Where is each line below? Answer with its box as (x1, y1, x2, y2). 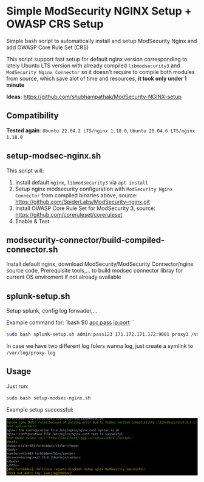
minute (6, 81, 25, 89)
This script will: (6, 167, 44, 174)
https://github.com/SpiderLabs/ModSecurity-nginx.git (15, 198, 150, 205)
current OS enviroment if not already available (6, 273, 121, 280)
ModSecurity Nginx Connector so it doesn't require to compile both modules (6, 68, 195, 75)
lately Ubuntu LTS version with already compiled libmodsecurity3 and (6, 62, 180, 69)
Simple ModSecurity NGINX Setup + (6, 4, 192, 18)
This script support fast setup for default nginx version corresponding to (6, 55, 188, 63)
